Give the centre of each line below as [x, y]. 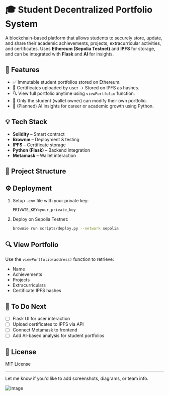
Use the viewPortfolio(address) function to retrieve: [60, 259]
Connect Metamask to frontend [45, 330]
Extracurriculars [29, 285]
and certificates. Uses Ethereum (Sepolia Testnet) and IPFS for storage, [80, 48]
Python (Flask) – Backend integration [51, 150]
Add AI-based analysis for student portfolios [58, 335]
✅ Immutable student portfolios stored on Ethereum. [66, 82]
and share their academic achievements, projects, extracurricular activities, [83, 43]
